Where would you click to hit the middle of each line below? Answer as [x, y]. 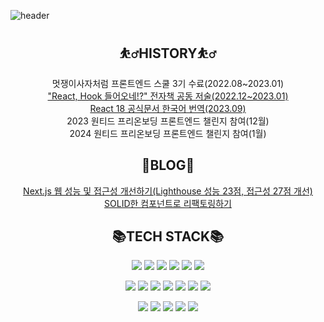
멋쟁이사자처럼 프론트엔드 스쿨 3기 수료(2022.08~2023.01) [168, 83]
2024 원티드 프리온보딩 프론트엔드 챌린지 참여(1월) [168, 133]
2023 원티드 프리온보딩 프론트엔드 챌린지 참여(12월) [168, 121]
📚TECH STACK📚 [168, 236]
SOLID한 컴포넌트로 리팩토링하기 [168, 203]
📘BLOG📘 [168, 165]
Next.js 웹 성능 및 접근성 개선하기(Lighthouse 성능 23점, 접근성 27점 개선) [168, 191]
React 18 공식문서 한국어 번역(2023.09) [168, 108]
